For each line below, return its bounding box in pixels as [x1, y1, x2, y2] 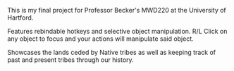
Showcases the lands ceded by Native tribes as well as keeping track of [7, 49, 216, 56]
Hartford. [7, 13, 34, 22]
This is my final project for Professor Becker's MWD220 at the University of [7, 6, 227, 14]
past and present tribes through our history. [7, 56, 134, 64]
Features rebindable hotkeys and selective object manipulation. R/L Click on [7, 27, 228, 35]
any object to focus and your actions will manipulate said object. [7, 34, 194, 43]
